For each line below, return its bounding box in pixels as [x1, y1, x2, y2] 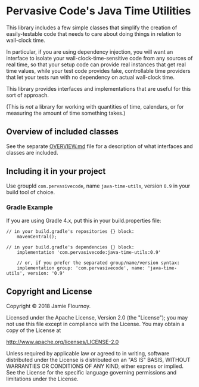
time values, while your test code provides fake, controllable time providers [6, 67, 191, 74]
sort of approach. [6, 91, 49, 99]
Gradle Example [6, 203, 53, 211]
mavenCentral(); [17, 234, 58, 239]
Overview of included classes [6, 127, 119, 137]
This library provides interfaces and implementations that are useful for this [6, 85, 191, 92]
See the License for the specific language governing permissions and [6, 368, 177, 376]
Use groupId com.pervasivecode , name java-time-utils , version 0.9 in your [6, 182, 191, 189]
